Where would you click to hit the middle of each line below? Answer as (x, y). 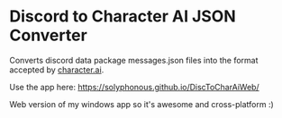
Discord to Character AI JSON (123, 17)
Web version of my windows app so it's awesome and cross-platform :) (142, 104)
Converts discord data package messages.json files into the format (134, 60)
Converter (48, 35)
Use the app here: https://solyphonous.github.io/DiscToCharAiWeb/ (134, 87)
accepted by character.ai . (57, 70)
